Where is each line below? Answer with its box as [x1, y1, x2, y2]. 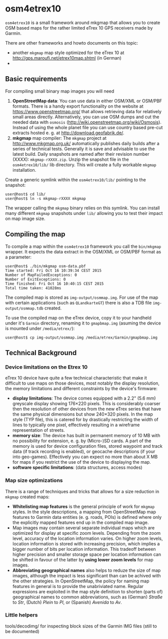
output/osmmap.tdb [5, 306, 43, 311]
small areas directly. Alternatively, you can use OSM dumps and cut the [12, 114, 159, 120]
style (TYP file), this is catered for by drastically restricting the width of [12, 417, 158, 423]
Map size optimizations [5, 477, 63, 484]
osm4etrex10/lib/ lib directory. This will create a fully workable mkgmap [12, 161, 156, 168]
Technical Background [5, 349, 77, 357]
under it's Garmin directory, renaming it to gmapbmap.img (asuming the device [5, 320, 161, 326]
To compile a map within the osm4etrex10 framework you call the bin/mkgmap [5, 243, 161, 249]
